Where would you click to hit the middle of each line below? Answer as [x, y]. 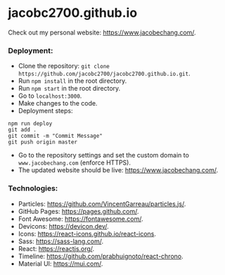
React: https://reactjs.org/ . [56, 248]
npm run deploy [30, 124]
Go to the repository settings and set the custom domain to [103, 155]
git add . [22, 130]
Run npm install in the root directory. [72, 81]
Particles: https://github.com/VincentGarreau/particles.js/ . [102, 204]
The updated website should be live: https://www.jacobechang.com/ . [118, 170]
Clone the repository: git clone [64, 66]
